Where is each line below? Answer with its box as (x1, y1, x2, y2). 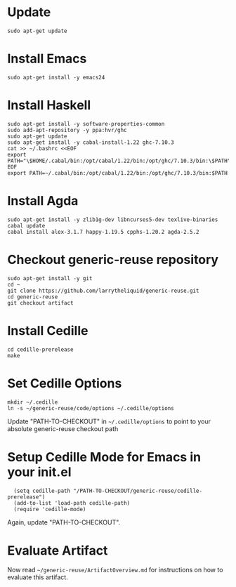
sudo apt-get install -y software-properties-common (7, 120, 165, 127)
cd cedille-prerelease (7, 345, 74, 353)
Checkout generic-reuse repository (7, 251, 219, 268)
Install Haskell (7, 98, 91, 113)
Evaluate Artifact (7, 542, 108, 558)
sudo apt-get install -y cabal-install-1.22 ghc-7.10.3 (7, 138, 174, 146)
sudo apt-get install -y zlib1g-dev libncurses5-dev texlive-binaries (7, 216, 218, 223)
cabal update (7, 222, 46, 229)
